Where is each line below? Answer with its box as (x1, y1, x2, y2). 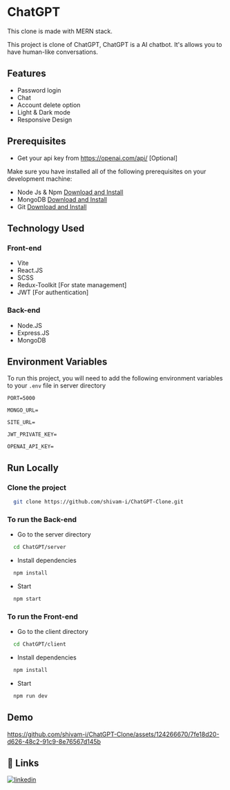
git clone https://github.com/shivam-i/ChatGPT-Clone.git (13, 499, 184, 505)
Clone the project (7, 483, 67, 492)
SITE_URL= (7, 419, 36, 426)
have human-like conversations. (7, 48, 99, 56)
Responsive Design (17, 115, 73, 124)
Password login (17, 86, 61, 94)
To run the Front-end (7, 612, 78, 622)
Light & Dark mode (17, 108, 70, 116)
